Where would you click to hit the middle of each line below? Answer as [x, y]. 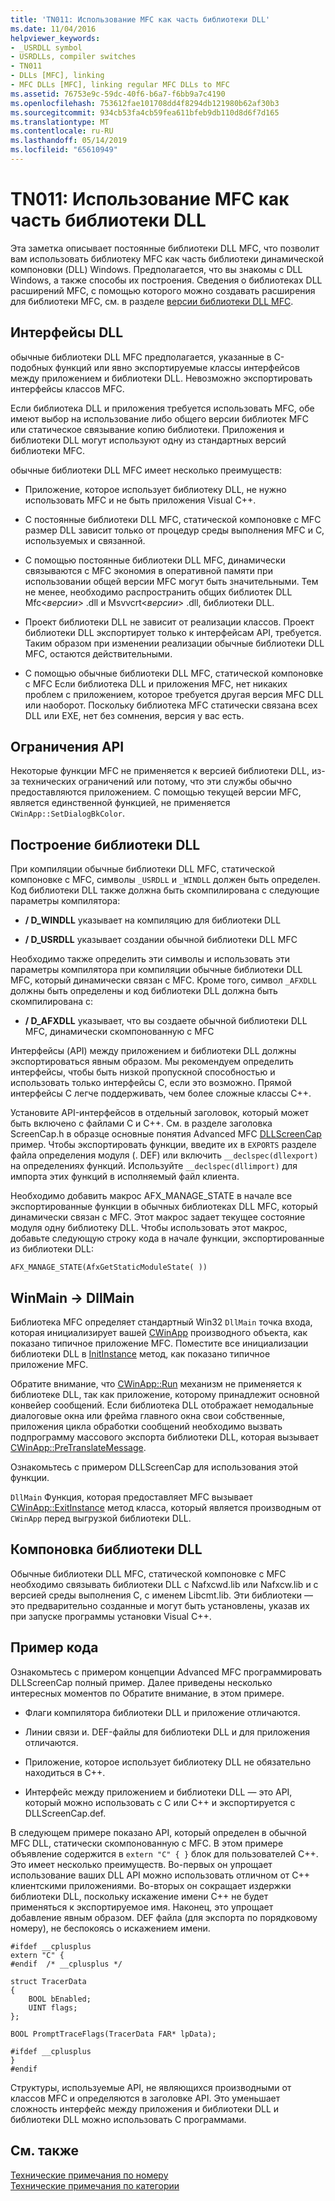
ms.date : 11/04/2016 [53, 29]
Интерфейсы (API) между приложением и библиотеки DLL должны [153, 1051]
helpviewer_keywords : [55, 38]
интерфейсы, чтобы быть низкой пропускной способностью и [143, 1072]
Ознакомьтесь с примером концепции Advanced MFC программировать [166, 1672]
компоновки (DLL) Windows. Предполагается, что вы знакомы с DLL [156, 269]
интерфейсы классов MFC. [67, 388]
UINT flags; [53, 2007]
